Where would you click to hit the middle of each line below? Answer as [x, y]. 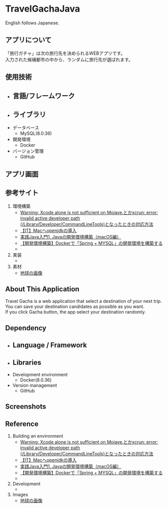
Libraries [27, 362]
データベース [26, 128]
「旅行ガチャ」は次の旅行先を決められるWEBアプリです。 [65, 53]
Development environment [40, 374]
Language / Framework [50, 345]
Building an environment [38, 436]
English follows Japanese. [32, 23]
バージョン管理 [28, 151]
